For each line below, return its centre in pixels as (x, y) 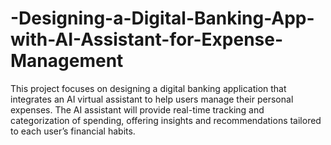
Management (67, 61)
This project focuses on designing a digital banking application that (148, 88)
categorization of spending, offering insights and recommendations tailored (166, 120)
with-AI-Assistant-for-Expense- (147, 39)
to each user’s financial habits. (73, 131)
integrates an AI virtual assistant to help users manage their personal (152, 99)
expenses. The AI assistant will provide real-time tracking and (137, 109)
